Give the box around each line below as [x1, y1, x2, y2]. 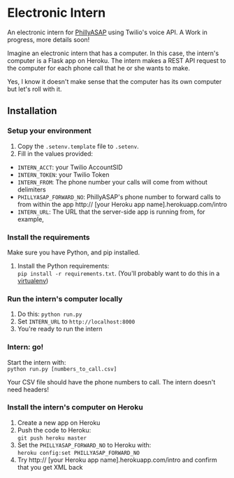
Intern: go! [7, 342, 44, 352]
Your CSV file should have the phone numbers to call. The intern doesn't [7, 377, 216, 386]
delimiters [17, 185, 47, 194]
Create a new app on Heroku [17, 418, 101, 427]
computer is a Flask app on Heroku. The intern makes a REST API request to [7, 56, 226, 64]
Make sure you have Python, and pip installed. [7, 248, 140, 256]
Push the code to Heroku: [17, 426, 92, 434]
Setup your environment [7, 126, 92, 136]
